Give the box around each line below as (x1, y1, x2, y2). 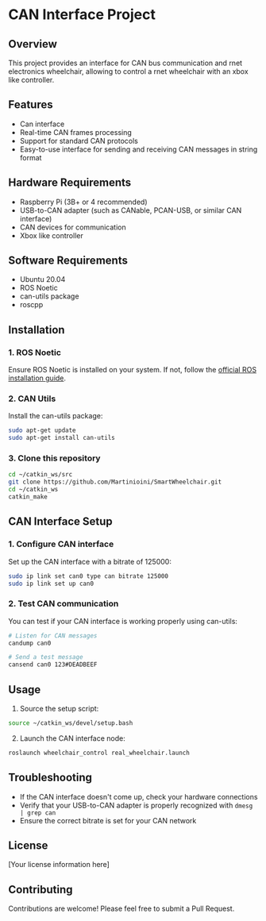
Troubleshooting (8, 771, 93, 784)
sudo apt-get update (8, 426, 77, 434)
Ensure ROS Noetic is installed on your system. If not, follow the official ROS (8, 365, 256, 375)
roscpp (19, 300, 44, 310)
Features (8, 98, 53, 112)
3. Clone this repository (8, 453, 101, 464)
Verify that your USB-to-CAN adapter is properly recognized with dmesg (19, 800, 253, 810)
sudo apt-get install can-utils (8, 434, 115, 442)
